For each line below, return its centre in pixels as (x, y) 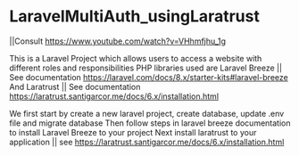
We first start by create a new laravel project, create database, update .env (147, 113)
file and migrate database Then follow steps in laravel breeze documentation (150, 123)
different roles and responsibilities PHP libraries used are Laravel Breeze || (146, 68)
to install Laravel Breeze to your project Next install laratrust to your (133, 132)
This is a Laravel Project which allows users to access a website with (136, 58)
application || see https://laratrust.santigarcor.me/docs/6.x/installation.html (147, 142)
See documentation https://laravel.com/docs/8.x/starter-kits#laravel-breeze (149, 77)
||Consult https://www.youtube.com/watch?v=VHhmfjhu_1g (117, 41)
